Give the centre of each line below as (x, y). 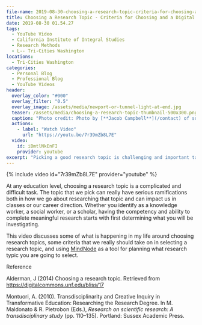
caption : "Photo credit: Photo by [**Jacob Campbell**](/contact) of (100, 118)
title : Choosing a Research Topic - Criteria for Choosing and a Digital (101, 17)
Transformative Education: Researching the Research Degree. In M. (90, 303)
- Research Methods (36, 46)
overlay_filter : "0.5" (40, 101)
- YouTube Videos (33, 85)
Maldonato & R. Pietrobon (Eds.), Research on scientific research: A (90, 309)
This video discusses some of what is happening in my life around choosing (100, 236)
